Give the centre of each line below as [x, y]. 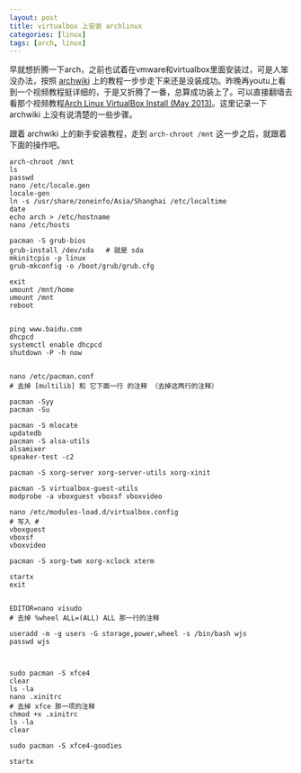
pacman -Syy [31, 402]
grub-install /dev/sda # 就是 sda [76, 250]
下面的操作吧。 [37, 145]
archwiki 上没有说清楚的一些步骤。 [73, 114]
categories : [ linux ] [48, 34]
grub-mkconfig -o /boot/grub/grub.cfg [82, 267]
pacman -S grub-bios [48, 241]
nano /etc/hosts [40, 225]
